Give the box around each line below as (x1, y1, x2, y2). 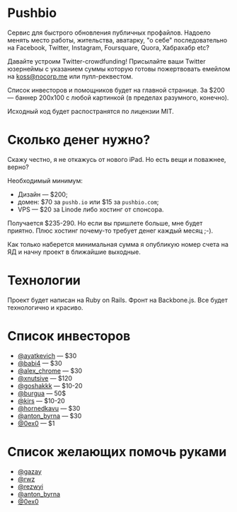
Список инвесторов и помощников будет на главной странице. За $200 (7, 86, 225, 94)
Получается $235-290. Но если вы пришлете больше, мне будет (7, 219, 203, 227)
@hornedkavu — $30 (17, 404, 81, 412)
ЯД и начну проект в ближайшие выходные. (7, 248, 141, 256)
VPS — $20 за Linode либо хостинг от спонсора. (17, 205, 164, 214)
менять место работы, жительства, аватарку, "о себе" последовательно (7, 35, 228, 44)
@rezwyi (17, 482, 44, 491)
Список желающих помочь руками (7, 443, 227, 460)
